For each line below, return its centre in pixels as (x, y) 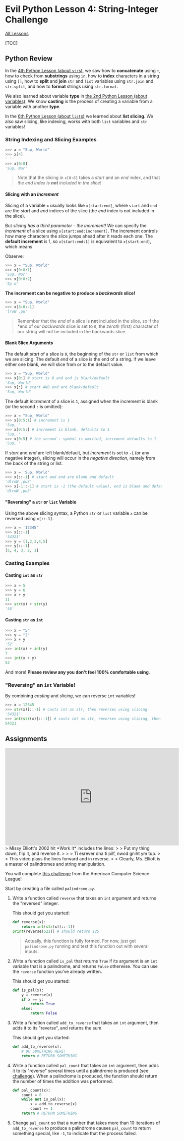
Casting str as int (24, 620)
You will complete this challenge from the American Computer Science (77, 874)
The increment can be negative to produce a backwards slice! (70, 293)
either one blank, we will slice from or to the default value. (64, 364)
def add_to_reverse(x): (37, 1047)
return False (44, 1013)
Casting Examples (28, 563)
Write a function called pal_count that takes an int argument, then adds (86, 1065)
